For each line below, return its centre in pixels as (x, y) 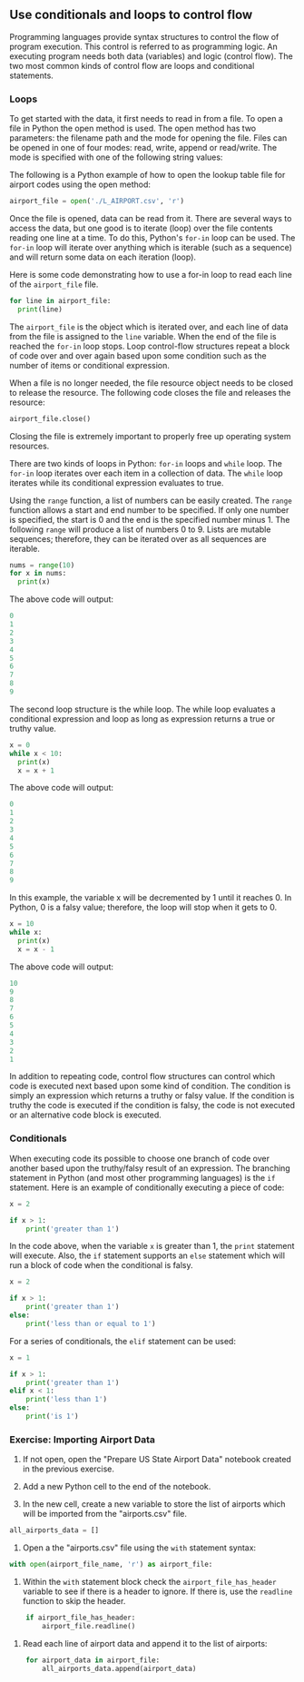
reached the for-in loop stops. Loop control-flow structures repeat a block (150, 346)
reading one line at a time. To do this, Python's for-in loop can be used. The (152, 237)
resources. (29, 446)
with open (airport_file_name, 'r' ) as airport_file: (111, 1565)
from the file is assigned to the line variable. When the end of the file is (143, 336)
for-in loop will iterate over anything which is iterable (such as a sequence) (151, 247)
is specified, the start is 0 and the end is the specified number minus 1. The (150, 519)
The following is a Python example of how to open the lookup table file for (147, 175)
